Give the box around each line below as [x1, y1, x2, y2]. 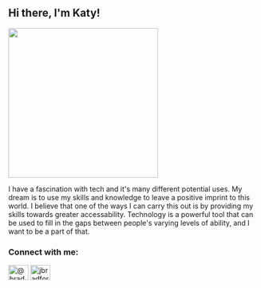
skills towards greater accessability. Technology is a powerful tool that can [8, 209, 254, 219]
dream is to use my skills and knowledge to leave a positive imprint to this [8, 192, 250, 202]
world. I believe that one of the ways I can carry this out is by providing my [8, 201, 254, 211]
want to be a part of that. [8, 227, 90, 236]
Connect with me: [8, 247, 79, 258]
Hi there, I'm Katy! [8, 6, 101, 20]
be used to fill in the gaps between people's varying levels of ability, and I [8, 218, 250, 227]
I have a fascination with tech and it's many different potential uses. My [8, 183, 243, 194]
